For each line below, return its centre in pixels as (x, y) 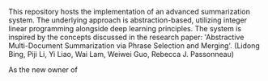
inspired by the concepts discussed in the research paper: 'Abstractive (126, 37)
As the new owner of (43, 70)
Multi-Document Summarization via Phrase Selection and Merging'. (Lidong (134, 46)
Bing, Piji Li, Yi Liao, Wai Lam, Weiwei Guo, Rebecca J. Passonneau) (121, 54)
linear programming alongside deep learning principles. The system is (125, 28)
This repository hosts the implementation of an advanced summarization (130, 12)
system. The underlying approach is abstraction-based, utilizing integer (128, 20)
